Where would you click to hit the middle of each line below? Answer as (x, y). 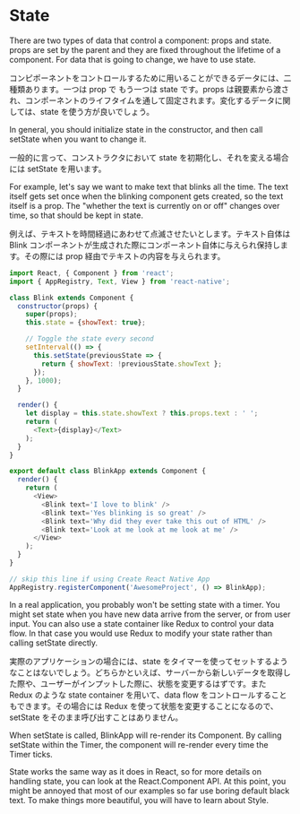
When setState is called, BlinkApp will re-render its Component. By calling (146, 735)
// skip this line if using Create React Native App (110, 579)
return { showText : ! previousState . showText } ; (132, 364)
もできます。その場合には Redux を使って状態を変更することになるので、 (144, 706)
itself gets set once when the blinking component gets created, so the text (146, 196)
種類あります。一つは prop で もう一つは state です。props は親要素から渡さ (149, 89)
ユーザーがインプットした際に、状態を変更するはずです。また (153, 683)
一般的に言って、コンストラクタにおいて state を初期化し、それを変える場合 (149, 157)
